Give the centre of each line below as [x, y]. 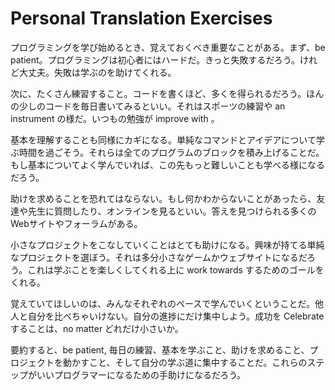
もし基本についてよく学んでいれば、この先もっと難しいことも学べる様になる [167, 164]
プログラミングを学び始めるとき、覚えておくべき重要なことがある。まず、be [168, 47]
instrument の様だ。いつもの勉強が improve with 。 [115, 118]
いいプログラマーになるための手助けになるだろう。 [141, 374]
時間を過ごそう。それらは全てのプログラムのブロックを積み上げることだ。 [171, 152]
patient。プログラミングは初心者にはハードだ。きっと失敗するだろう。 [155, 59]
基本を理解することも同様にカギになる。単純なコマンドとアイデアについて [163, 139]
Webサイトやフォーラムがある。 [76, 223]
